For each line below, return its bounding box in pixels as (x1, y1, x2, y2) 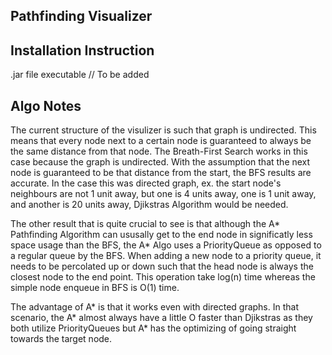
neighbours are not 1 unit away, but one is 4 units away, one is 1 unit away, (10, 188, 317, 200)
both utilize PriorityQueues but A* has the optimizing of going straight (10, 322, 297, 334)
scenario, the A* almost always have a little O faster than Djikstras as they (10, 312, 313, 324)
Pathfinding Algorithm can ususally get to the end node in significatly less (10, 229, 313, 241)
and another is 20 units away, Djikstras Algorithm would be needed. (10, 199, 289, 211)
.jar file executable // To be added (10, 69, 150, 81)
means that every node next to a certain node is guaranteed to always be (10, 135, 312, 147)
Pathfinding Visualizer (10, 8, 153, 25)
